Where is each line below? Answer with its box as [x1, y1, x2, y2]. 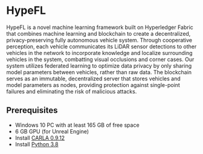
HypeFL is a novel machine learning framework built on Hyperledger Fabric [6, 24, 193, 31]
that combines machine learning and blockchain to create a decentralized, [6, 30, 191, 37]
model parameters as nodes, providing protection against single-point [6, 81, 180, 88]
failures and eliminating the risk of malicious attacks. [6, 88, 137, 95]
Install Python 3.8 [14, 140, 59, 148]
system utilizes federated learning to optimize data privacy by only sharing [6, 62, 192, 69]
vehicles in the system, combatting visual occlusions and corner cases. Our [6, 56, 195, 63]
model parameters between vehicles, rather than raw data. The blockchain [6, 68, 192, 75]
